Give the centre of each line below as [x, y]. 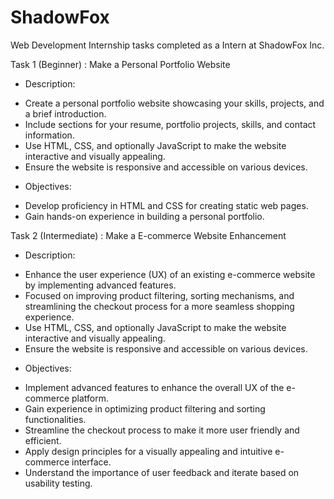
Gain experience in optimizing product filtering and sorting [145, 408]
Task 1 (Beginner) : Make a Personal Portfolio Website [120, 64]
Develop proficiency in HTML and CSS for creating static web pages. [166, 205]
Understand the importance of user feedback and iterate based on [162, 472]
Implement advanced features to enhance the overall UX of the [154, 387]
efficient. [43, 440]
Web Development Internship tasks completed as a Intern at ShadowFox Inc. [167, 45]
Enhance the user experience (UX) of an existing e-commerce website [170, 274]
